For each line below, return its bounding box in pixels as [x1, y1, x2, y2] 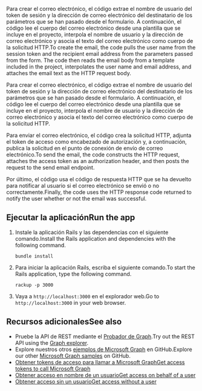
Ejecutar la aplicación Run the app [6, 212, 135, 223]
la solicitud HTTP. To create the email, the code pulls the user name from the [6, 44, 196, 51]
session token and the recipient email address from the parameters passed [6, 50, 194, 57]
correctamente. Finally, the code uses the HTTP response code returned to [6, 189, 192, 196]
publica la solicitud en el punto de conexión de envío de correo [6, 145, 163, 152]
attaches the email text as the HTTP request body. [6, 70, 131, 76]
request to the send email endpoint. [6, 164, 95, 171]
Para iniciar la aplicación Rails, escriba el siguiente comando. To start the [15, 264, 195, 271]
